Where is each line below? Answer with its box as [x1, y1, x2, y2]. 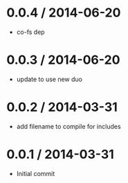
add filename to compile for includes [16, 122, 122, 130]
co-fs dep [16, 28, 46, 36]
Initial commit [16, 169, 55, 177]
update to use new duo [16, 75, 82, 83]
